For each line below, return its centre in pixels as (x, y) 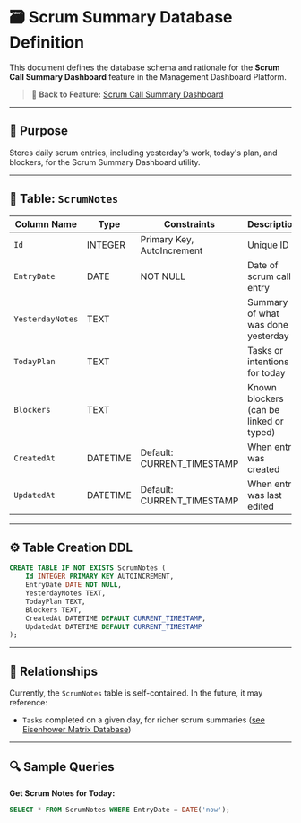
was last (265, 495)
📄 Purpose (39, 131)
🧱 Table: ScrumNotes (64, 199)
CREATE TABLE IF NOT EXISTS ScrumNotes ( (88, 568)
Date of (263, 265)
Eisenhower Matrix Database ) (77, 730)
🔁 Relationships (54, 671)
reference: (28, 703)
